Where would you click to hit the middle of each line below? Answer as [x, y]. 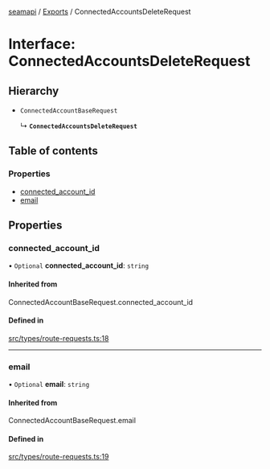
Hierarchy [34, 91]
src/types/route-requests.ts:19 [59, 457]
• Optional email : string [49, 385]
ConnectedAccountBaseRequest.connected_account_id [101, 302]
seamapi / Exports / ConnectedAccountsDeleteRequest [100, 12]
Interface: [42, 44]
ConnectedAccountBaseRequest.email [72, 421]
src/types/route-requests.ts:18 [59, 338]
